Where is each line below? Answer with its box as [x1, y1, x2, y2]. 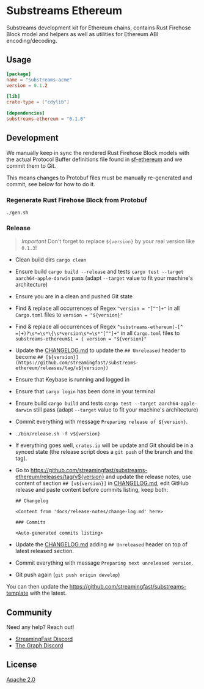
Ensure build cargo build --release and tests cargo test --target [15, 268, 184, 276]
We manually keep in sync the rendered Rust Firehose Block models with [6, 149, 190, 156]
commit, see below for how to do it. [6, 180, 96, 187]
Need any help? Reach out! [6, 623, 75, 631]
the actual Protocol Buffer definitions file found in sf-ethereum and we [6, 156, 183, 163]
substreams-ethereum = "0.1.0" [6, 116, 86, 122]
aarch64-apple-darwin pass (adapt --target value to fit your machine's [15, 274, 194, 282]
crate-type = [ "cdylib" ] [6, 99, 70, 105]
